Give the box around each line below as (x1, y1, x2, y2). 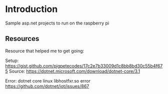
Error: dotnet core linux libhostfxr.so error (5, 77, 91, 83)
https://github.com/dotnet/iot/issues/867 (5, 83, 89, 89)
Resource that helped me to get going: (5, 47, 84, 53)
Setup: (5, 57, 19, 63)
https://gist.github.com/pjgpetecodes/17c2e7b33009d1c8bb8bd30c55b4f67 (5, 62, 163, 68)
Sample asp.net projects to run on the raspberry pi (5, 20, 109, 26)
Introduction (5, 3, 58, 15)
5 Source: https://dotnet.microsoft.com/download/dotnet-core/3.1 (5, 68, 140, 74)
